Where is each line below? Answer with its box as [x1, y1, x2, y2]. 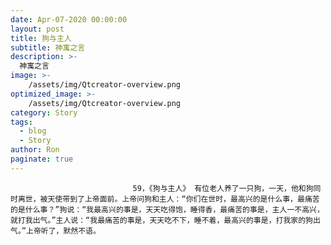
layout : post [10, 24, 65, 34]
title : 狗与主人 [10, 33, 72, 43]
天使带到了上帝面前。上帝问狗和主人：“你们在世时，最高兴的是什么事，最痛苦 [47, 194, 320, 204]
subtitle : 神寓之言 [10, 42, 86, 53]
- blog [19, 126, 47, 136]
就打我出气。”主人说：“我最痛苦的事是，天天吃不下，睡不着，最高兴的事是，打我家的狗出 [10, 215, 321, 225]
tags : [10, 117, 33, 127]
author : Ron [10, 145, 60, 155]
